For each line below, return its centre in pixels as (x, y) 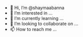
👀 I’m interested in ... (31, 13)
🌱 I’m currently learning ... (37, 18)
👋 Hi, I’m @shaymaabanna (37, 8)
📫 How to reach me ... (33, 29)
